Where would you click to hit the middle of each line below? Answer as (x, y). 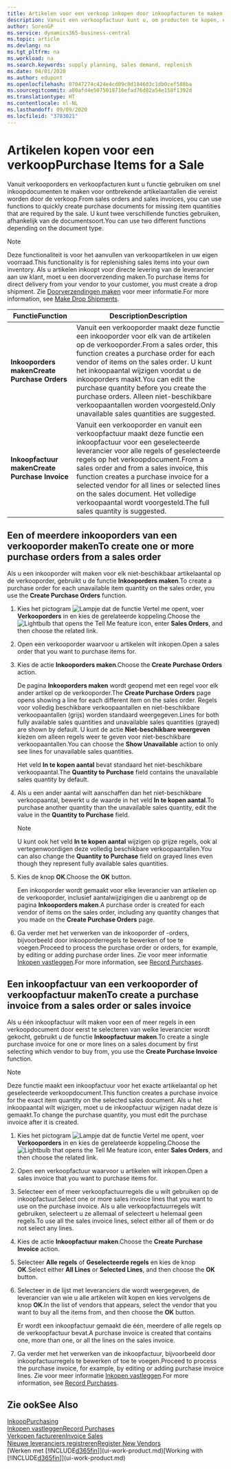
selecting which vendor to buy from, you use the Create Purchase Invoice (112, 1052)
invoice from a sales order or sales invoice (99, 1005)
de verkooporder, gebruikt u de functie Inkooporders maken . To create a (109, 581)
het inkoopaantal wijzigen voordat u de (139, 370)
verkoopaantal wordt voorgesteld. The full (143, 502)
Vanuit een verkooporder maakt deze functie (148, 327)
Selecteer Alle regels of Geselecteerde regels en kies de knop (106, 1262)
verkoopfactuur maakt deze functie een (140, 433)
